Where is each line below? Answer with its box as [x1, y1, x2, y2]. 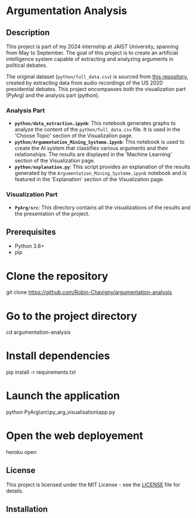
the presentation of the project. [14, 210, 90, 217]
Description [6, 28, 50, 38]
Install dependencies [6, 349, 110, 363]
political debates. [6, 62, 48, 69]
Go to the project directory [6, 309, 137, 323]
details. [6, 487, 24, 494]
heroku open [6, 449, 37, 456]
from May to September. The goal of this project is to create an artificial [6, 49, 178, 56]
